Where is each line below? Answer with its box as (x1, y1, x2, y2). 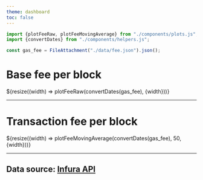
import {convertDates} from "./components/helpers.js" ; (6, 37, 150, 43)
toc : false (6, 14, 34, 21)
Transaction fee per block (6, 115, 138, 129)
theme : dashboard (6, 8, 50, 15)
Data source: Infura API (6, 164, 95, 175)
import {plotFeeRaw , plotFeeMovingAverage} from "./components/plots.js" (6, 31, 196, 37)
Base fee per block (6, 68, 101, 82)
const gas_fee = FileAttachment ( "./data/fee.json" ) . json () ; (6, 48, 161, 54)
